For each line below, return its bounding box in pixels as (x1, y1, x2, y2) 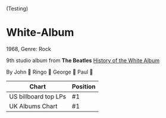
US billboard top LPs (9, 92, 67, 100)
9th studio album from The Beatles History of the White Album (6, 56, 159, 64)
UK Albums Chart (9, 102, 58, 110)
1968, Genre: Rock (6, 45, 52, 52)
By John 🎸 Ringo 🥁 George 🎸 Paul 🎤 (6, 68, 93, 75)
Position (71, 82, 96, 91)
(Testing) (6, 5, 29, 12)
